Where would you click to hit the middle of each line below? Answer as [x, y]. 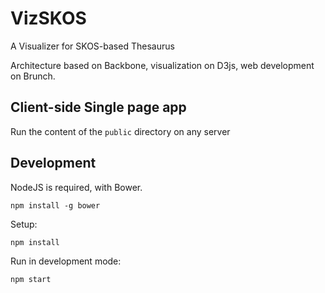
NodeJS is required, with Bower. [76, 187]
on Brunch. [33, 76]
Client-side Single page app [98, 107]
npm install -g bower [55, 205]
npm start [31, 279]
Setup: [24, 224]
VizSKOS [48, 18]
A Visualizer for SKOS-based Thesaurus [92, 46]
